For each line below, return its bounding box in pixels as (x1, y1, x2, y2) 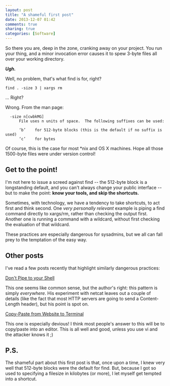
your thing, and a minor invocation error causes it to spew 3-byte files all (5, 50, 157, 57)
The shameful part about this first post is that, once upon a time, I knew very (5, 360, 165, 366)
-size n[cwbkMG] (10, 114, 44, 119)
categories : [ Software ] (5, 31, 56, 36)
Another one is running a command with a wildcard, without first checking (5, 216, 160, 222)
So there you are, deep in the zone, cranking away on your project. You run (5, 45, 162, 51)
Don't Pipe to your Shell (5, 274, 55, 281)
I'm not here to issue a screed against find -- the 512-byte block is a (5, 179, 147, 185)
